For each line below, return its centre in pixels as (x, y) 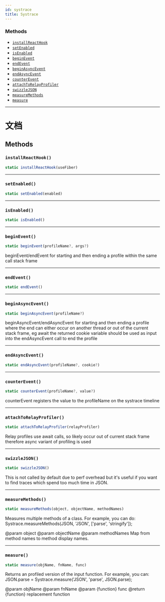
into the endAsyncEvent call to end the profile (51, 339)
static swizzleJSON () (27, 468)
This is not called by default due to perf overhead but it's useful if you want (81, 478)
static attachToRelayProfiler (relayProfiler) (52, 427)
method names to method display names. (47, 538)
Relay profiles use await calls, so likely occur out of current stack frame (77, 436)
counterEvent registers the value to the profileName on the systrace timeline (82, 400)
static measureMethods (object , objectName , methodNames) (65, 509)
